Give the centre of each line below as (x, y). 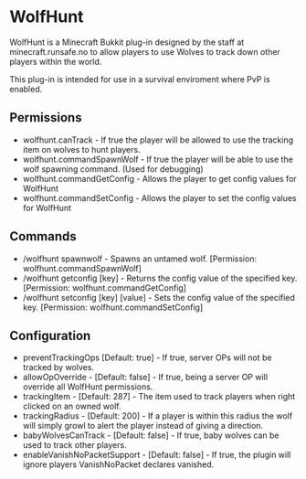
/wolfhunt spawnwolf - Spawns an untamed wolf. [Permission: (140, 259)
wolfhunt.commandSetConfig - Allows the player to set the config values (159, 197)
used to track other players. (74, 445)
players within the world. (56, 61)
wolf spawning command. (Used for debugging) (113, 169)
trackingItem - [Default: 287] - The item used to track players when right (159, 397)
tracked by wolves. (58, 367)
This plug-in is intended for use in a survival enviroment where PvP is (140, 79)
